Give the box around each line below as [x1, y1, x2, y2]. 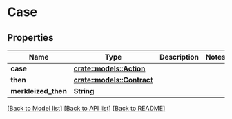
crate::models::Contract [73, 75, 153, 84]
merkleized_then [10, 86, 68, 95]
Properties [7, 32, 54, 44]
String [73, 86, 95, 95]
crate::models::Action [73, 64, 146, 73]
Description [159, 53, 199, 62]
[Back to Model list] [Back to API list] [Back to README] [7, 104, 166, 112]
